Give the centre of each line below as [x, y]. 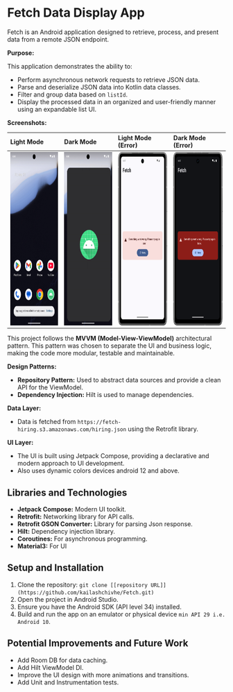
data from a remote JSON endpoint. [58, 39]
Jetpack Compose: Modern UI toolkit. [72, 509]
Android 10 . [34, 621]
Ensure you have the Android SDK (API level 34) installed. [99, 607]
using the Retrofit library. [163, 429]
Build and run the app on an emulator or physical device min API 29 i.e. [121, 614]
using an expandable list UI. [57, 109]
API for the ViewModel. [50, 387]
